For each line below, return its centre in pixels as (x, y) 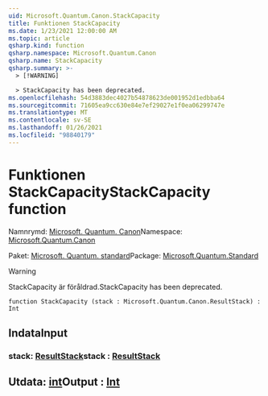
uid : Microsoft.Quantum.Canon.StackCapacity (84, 16)
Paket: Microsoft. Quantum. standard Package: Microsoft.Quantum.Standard (134, 255)
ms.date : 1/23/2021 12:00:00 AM (62, 31)
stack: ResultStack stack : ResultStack (85, 356)
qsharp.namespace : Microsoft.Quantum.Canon (82, 53)
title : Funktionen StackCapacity (64, 23)
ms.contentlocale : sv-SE (50, 120)
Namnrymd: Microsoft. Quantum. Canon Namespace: (95, 231)
